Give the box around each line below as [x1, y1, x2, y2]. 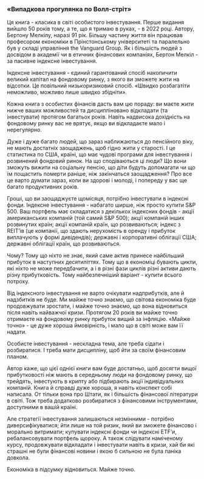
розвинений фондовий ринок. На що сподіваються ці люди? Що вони [7, 157, 187, 165]
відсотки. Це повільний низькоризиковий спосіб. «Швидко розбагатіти [7, 82, 190, 89]
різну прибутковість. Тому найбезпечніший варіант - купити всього [7, 271, 182, 278]
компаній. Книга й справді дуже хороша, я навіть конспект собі [7, 384, 172, 391]
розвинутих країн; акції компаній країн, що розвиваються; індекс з [7, 221, 181, 228]
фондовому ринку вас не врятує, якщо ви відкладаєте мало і [7, 120, 166, 127]
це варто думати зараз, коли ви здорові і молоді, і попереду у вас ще [7, 177, 188, 184]
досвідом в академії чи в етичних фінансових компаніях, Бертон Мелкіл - [7, 51, 199, 58]
